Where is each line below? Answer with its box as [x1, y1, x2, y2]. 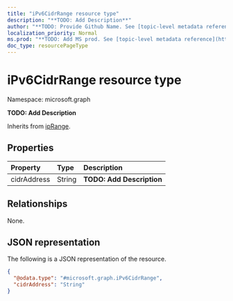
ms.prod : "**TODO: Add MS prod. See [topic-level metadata [7, 36, 182, 43]
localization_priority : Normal [7, 29, 98, 37]
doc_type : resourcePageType [7, 42, 89, 49]
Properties [7, 142, 54, 154]
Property [10, 162, 41, 172]
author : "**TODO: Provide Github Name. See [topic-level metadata [7, 23, 203, 30]
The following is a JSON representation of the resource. [7, 255, 166, 264]
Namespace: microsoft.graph [7, 95, 91, 103]
